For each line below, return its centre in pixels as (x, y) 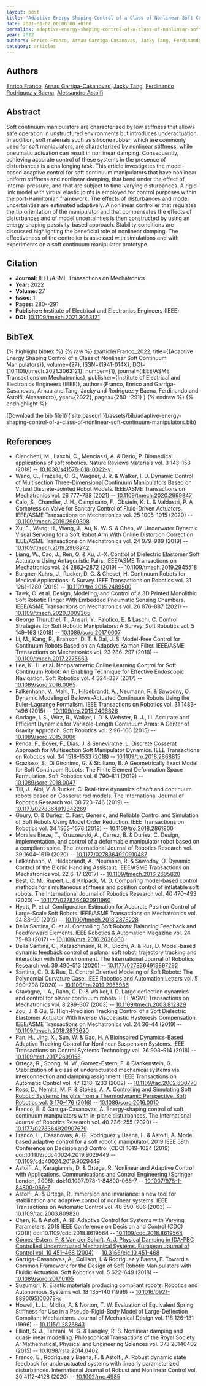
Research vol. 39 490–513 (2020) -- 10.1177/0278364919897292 (97, 965)
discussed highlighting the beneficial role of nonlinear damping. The (93, 231)
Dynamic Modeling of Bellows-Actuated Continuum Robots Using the (102, 697)
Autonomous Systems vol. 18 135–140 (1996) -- (75, 1291)
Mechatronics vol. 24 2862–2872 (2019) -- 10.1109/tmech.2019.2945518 (106, 567)
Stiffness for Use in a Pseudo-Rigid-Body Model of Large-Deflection (101, 1311)
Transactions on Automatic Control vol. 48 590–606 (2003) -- (93, 1207)
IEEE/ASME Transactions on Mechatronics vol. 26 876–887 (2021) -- (101, 606)
